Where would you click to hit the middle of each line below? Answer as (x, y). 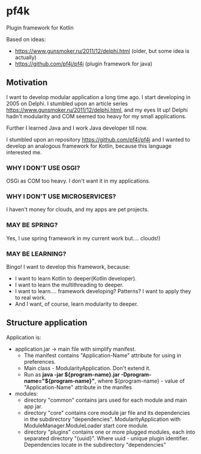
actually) (26, 57)
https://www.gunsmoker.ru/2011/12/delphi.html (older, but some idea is (102, 51)
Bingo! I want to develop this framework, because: (68, 267)
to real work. (30, 297)
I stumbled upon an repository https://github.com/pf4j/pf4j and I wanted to (98, 139)
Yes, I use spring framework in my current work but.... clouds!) (83, 238)
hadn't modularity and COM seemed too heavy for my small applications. (97, 116)
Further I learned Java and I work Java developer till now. (77, 128)
